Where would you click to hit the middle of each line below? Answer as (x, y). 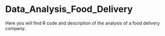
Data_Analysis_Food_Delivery (69, 9)
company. (16, 28)
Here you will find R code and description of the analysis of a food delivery (82, 23)
